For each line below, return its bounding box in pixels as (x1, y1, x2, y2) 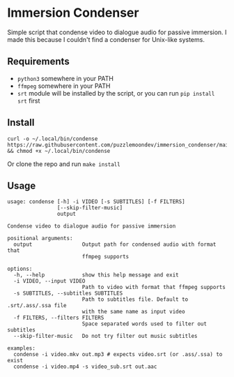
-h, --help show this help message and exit (13, 272, 179, 279)
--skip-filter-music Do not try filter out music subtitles (13, 333, 198, 340)
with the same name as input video (81, 309, 186, 316)
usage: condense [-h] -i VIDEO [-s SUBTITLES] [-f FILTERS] (7, 198, 186, 205)
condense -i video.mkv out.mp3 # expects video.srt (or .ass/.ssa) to (13, 351, 223, 358)
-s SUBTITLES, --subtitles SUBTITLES (13, 290, 123, 297)
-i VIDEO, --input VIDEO (13, 278, 86, 285)
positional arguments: (7, 235, 73, 242)
